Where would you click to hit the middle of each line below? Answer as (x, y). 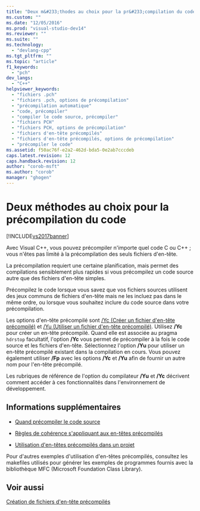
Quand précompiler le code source (57, 421)
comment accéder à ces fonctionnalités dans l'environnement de (86, 382)
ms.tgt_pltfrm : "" (29, 56)
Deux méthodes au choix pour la (87, 207)
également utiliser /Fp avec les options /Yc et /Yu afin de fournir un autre (96, 358)
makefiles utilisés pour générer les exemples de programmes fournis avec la (100, 462)
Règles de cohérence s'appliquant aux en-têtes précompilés (89, 433)
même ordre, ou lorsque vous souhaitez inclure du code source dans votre (98, 302)
